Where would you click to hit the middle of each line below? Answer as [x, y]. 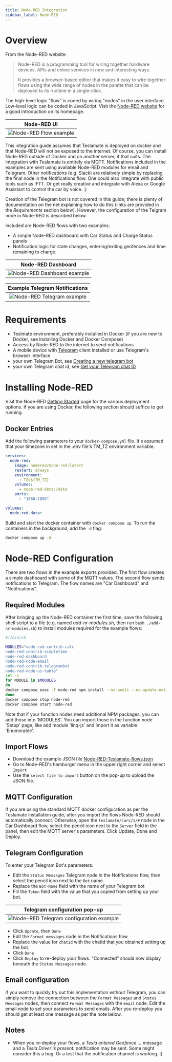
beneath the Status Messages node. [50, 963]
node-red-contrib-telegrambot [38, 666]
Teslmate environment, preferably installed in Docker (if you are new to [88, 334]
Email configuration [37, 980]
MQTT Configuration [39, 797]
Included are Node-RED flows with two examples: [58, 226]
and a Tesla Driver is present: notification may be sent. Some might [83, 1048]
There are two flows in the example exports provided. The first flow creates [85, 572]
